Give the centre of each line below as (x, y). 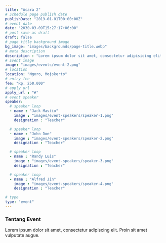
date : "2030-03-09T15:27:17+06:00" (42, 28)
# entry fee (17, 79)
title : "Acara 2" (23, 10)
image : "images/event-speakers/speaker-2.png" (64, 138)
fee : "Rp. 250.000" (25, 83)
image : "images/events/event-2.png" (43, 65)
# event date (19, 24)
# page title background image (37, 42)
